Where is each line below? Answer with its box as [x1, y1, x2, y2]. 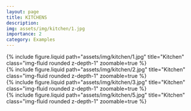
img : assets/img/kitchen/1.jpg [6, 25, 85, 32]
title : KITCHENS [6, 14, 47, 20]
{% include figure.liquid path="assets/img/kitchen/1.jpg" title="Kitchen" [6, 53, 184, 60]
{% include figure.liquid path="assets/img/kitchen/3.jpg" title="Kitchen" [6, 79, 186, 86]
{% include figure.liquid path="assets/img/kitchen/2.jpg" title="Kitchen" [6, 66, 186, 73]
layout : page [6, 8, 39, 15]
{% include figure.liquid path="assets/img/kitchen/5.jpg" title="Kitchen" [6, 91, 186, 98]
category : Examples [6, 37, 56, 43]
